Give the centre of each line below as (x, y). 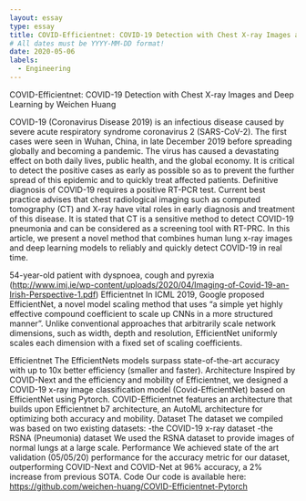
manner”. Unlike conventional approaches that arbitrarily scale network (143, 323)
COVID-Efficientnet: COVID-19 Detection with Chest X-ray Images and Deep (152, 94)
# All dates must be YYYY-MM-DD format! (87, 43)
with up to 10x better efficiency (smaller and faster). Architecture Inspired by (153, 370)
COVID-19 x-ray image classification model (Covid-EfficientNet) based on (148, 389)
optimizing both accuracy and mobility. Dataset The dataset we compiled (147, 418)
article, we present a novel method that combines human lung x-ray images (151, 238)
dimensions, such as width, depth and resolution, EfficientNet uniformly (143, 332)
